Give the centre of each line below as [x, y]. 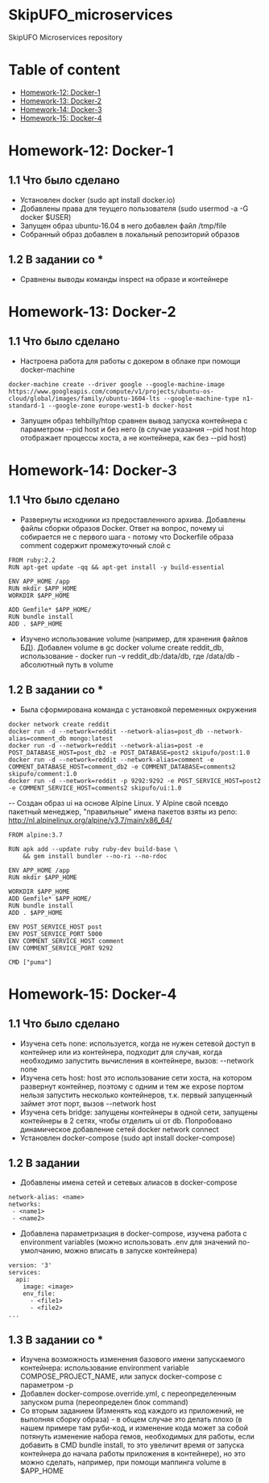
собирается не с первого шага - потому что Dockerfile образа [126, 537]
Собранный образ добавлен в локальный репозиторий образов [130, 234]
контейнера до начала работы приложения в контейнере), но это [132, 1454]
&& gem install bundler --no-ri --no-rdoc [95, 856]
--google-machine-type [201, 398]
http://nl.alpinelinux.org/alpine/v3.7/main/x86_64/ [90, 820]
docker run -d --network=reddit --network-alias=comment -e [112, 760]
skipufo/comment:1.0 [43, 773]
